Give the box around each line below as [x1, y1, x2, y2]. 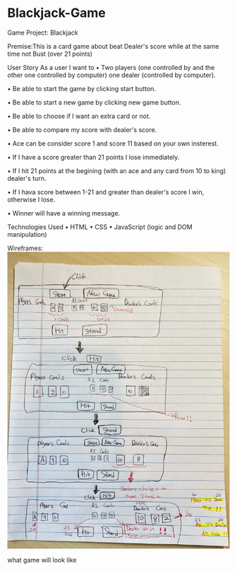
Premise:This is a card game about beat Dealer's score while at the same [7, 42, 219, 50]
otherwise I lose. [7, 195, 56, 204]
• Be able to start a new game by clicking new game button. [7, 98, 181, 107]
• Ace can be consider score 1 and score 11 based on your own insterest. [7, 139, 219, 148]
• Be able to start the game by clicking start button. [7, 84, 157, 93]
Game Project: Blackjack [7, 28, 79, 37]
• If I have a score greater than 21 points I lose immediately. [7, 153, 180, 161]
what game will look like [7, 555, 77, 564]
